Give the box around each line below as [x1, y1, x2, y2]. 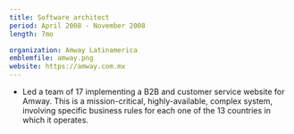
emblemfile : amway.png [9, 54, 94, 63]
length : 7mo [9, 29, 54, 38]
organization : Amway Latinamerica [9, 45, 139, 54]
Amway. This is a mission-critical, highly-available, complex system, [21, 96, 273, 106]
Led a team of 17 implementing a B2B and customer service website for [21, 86, 285, 97]
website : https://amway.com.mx [9, 62, 126, 71]
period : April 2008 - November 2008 [9, 21, 146, 30]
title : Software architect [9, 12, 110, 22]
